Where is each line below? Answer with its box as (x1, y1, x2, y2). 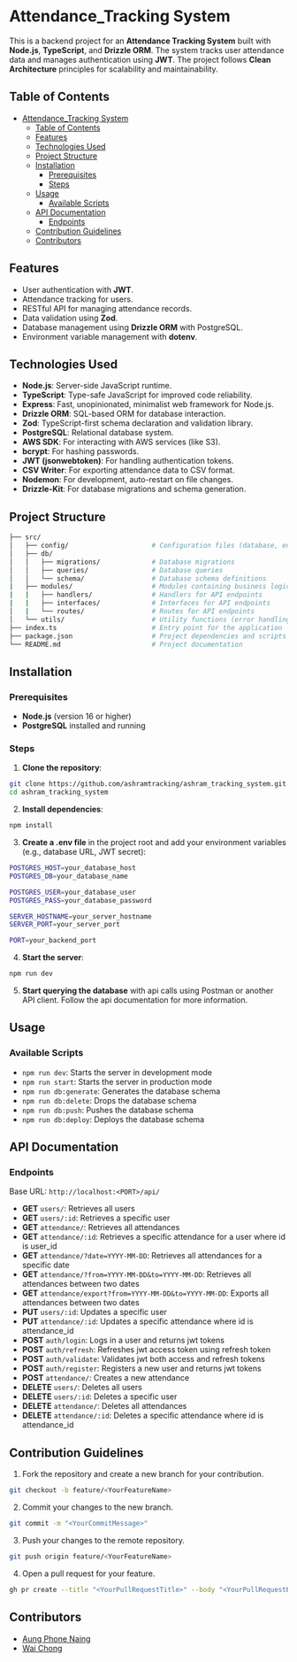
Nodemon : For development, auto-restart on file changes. (21, 474, 234, 485)
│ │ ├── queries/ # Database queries (9, 566, 224, 574)
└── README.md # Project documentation (9, 640, 243, 649)
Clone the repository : (21, 763, 103, 773)
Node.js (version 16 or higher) (21, 711, 132, 722)
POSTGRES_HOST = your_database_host (9, 864, 137, 873)
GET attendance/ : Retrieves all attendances (21, 1222, 180, 1233)
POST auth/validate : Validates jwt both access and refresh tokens (21, 1354, 265, 1365)
